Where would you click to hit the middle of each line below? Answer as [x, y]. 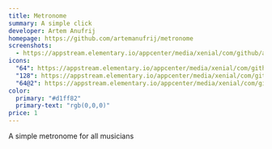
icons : [19, 61]
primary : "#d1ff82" [49, 98]
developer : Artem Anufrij [52, 31]
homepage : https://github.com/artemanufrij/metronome [101, 38]
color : [19, 91]
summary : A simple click [50, 23]
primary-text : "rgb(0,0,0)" [63, 106]
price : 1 [23, 114]
